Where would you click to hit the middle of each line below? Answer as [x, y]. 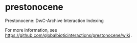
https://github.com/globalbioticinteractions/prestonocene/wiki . [69, 35]
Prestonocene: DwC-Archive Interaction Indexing [55, 21]
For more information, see [31, 30]
